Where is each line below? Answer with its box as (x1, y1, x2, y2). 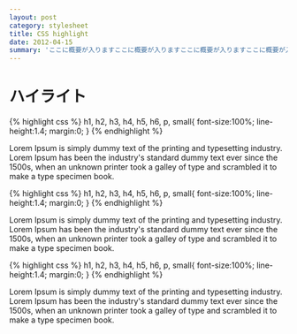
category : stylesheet (9, 21, 89, 30)
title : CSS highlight (9, 29, 89, 38)
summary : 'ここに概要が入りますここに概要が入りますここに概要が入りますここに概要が (9, 46, 286, 55)
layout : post (9, 12, 57, 22)
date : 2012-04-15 (9, 37, 73, 47)
